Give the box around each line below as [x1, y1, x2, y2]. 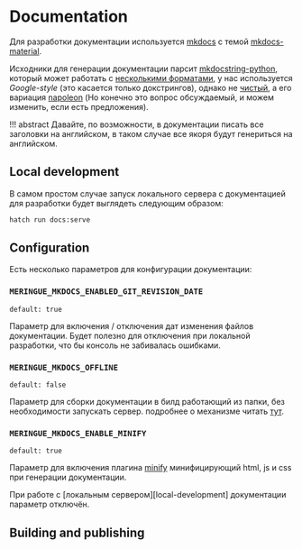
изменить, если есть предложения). [9, 101, 149, 112]
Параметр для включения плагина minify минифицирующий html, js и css [9, 462, 292, 473]
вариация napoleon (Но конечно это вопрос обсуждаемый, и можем [9, 92, 275, 103]
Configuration [9, 241, 90, 256]
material [9, 45, 40, 56]
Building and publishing [9, 525, 145, 540]
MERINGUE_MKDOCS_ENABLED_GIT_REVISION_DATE [9, 287, 204, 297]
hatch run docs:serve [9, 215, 91, 224]
